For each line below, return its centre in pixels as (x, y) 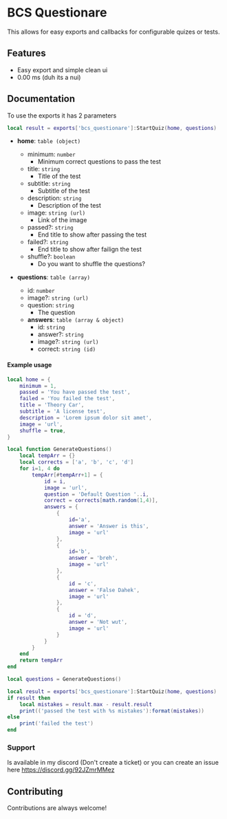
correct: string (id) (67, 349)
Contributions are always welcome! (57, 808)
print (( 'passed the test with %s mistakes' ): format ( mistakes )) (112, 711)
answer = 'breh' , (93, 558)
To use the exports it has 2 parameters (62, 116)
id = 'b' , (79, 552)
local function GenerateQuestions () (60, 449)
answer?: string (61, 334)
